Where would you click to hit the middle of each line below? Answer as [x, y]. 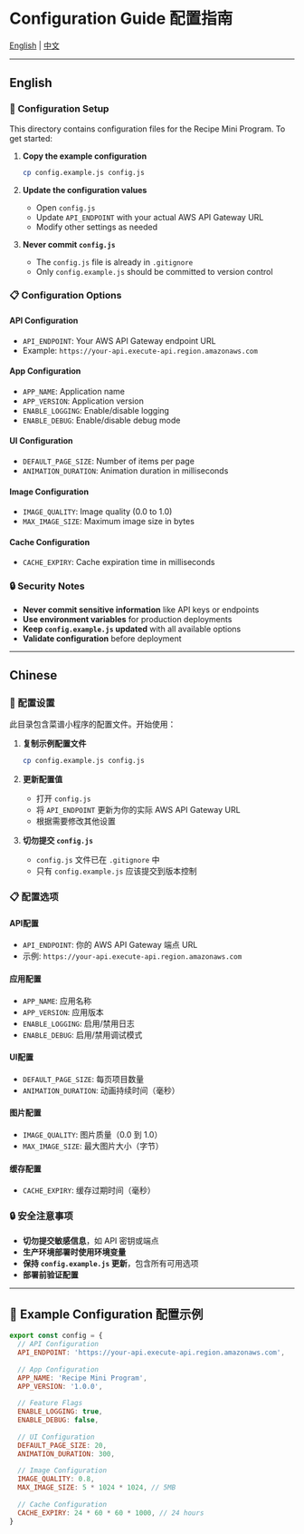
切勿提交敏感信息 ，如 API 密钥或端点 [91, 1240]
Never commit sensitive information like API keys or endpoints [141, 610]
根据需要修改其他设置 [76, 821]
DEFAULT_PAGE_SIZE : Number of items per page [108, 461]
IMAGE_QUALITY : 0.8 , [56, 1480]
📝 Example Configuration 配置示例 [106, 1314]
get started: [31, 138]
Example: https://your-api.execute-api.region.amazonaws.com [140, 350]
